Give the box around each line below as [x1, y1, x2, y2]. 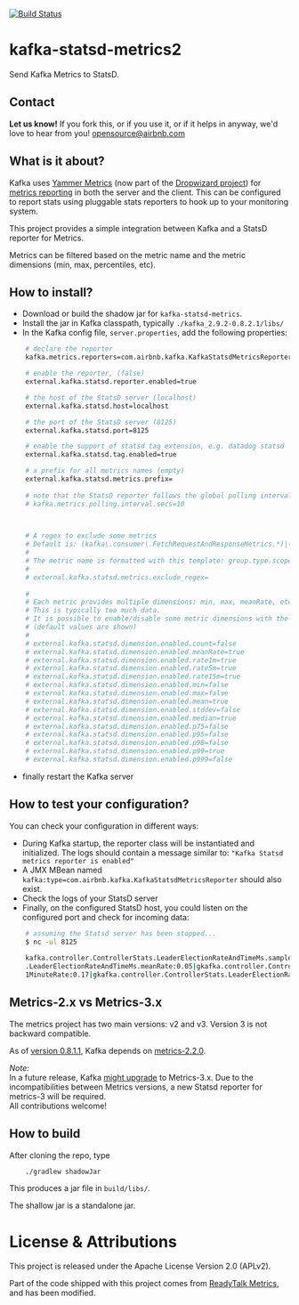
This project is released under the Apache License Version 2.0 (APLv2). [9, 1260, 271, 1272]
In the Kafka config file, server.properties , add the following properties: [21, 328, 287, 338]
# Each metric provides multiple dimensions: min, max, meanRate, [25, 597, 277, 607]
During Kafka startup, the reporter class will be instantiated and [21, 838, 255, 848]
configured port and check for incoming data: [21, 912, 190, 922]
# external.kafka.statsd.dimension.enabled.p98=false [25, 739, 229, 748]
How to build [9, 1126, 81, 1141]
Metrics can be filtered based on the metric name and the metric [9, 249, 246, 260]
